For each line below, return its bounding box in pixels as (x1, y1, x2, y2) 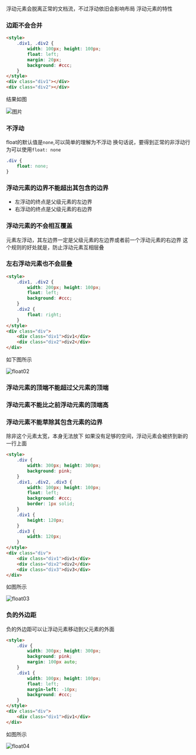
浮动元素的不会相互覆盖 (6, 222, 72, 230)
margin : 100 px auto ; (27, 659, 78, 665)
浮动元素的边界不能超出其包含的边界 (6, 184, 109, 192)
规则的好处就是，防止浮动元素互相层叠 (11, 244, 104, 251)
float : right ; (27, 311, 62, 318)
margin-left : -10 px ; (27, 686, 78, 693)
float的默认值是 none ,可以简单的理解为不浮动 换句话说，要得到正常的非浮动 (6, 139, 185, 146)
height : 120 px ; (27, 517, 65, 523)
